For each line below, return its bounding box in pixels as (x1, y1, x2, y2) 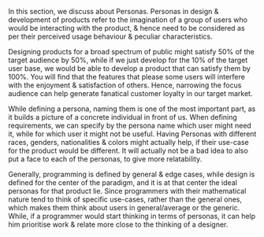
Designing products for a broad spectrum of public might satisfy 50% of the (8, 47, 255, 56)
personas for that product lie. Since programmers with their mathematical (8, 187, 247, 195)
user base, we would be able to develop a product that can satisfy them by (8, 64, 251, 73)
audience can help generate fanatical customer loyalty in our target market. (8, 89, 253, 98)
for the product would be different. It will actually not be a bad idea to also (8, 146, 248, 155)
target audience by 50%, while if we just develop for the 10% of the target (8, 55, 248, 65)
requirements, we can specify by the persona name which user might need (8, 121, 252, 130)
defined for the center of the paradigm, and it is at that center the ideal (8, 178, 238, 187)
